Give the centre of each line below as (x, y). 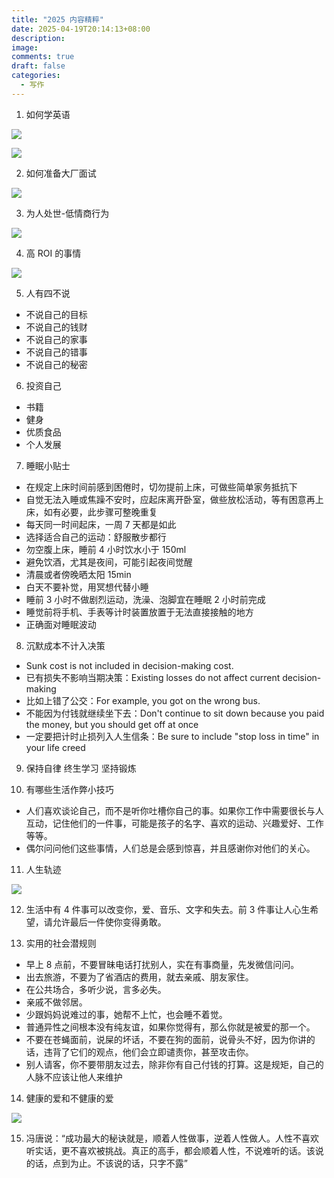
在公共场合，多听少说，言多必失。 (96, 989)
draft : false (38, 66)
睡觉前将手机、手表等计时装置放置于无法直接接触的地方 (139, 612)
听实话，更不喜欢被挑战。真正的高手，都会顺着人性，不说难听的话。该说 (174, 1150)
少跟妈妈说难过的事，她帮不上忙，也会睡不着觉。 (126, 1014)
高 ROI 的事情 (53, 253)
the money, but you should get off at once (112, 724)
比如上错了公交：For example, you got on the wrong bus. (143, 700)
